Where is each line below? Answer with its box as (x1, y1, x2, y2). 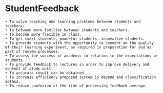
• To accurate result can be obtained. (5, 70, 86, 75)
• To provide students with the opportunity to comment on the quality (5, 40, 154, 46)
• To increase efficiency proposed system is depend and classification (5, 74, 156, 80)
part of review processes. (5, 49, 60, 54)
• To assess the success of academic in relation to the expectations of (5, 53, 159, 58)
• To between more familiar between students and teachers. (5, 27, 130, 32)
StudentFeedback (5, 3, 79, 14)
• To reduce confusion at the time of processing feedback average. (5, 83, 147, 88)
